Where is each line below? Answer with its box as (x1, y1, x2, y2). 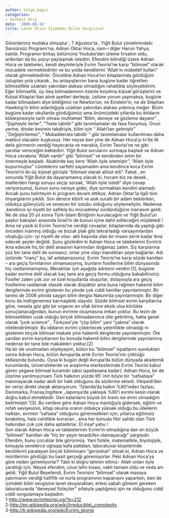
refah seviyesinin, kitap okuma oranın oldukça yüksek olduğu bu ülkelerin (5, 405, 158, 411)
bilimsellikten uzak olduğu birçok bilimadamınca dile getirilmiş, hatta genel (5, 314, 159, 320)
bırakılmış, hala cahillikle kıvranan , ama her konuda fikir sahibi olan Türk (5, 416, 155, 422)
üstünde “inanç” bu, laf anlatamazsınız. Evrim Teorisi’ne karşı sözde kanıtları (5, 255, 163, 261)
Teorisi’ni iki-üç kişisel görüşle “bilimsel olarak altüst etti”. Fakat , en (5, 169, 146, 175)
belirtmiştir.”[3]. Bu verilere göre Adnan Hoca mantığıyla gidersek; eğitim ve (5, 400, 162, 406)
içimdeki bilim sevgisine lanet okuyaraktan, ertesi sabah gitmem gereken (5, 481, 156, 487)
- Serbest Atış (5, 17, 37, 22)
